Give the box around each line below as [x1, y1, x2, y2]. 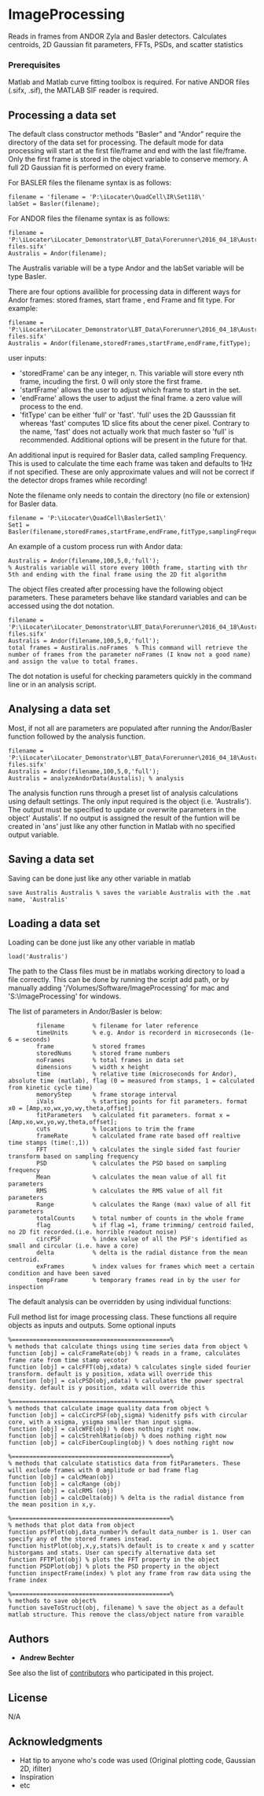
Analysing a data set [8, 702, 111, 716]
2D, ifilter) [19, 1764, 53, 1773]
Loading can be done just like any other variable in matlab [8, 937, 195, 947]
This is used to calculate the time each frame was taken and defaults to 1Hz [8, 459, 253, 468]
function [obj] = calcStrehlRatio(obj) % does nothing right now [8, 1432, 226, 1440]
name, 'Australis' [8, 896, 68, 903]
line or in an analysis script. [8, 680, 97, 689]
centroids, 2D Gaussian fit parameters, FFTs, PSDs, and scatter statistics [8, 39, 244, 49]
